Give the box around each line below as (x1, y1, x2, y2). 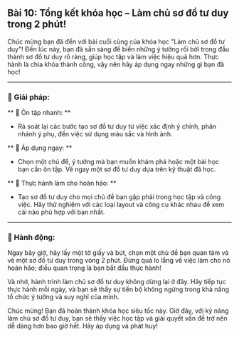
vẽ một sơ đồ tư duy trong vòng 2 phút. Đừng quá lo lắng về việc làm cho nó (7, 256, 231, 265)
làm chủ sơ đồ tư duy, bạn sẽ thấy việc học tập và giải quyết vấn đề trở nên (7, 314, 228, 323)
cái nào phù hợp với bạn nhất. (17, 208, 105, 216)
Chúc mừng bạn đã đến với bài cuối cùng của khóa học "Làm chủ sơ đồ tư (7, 37, 225, 46)
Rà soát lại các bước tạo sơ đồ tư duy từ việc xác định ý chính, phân (17, 122, 217, 131)
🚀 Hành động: (7, 233, 55, 243)
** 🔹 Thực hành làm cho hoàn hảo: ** (7, 179, 117, 188)
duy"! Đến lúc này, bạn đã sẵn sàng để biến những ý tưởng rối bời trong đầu (7, 44, 230, 54)
